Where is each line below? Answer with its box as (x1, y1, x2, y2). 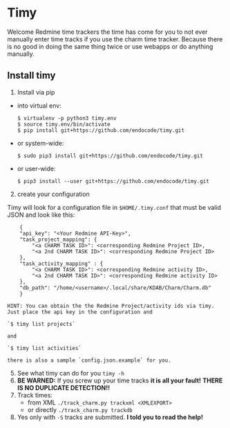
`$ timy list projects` (7, 320, 76, 327)
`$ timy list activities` (7, 344, 82, 351)
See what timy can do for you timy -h (17, 369, 124, 377)
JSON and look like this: (7, 211, 75, 219)
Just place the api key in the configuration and (7, 309, 153, 315)
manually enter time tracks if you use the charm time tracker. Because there (7, 35, 223, 43)
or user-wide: (17, 164, 57, 173)
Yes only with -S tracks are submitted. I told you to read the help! (17, 413, 204, 421)
